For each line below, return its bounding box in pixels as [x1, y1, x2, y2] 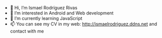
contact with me [10, 28, 44, 34]
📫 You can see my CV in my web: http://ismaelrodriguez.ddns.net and [10, 21, 157, 27]
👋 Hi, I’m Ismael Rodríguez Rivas [10, 5, 77, 10]
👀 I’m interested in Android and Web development [10, 10, 114, 16]
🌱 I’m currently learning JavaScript [10, 15, 83, 21]
